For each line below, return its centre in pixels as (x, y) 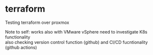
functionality (18, 37)
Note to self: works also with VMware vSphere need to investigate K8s (76, 32)
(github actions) (21, 47)
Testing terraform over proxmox (37, 22)
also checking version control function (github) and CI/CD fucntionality (76, 42)
